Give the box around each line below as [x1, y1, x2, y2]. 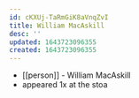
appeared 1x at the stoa [21, 79, 108, 90]
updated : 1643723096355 [9, 37, 97, 47]
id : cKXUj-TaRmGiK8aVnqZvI [9, 12, 109, 22]
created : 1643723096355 [9, 46, 97, 55]
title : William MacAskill [9, 21, 104, 30]
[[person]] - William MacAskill [21, 70, 131, 80]
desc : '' [9, 29, 42, 38]
